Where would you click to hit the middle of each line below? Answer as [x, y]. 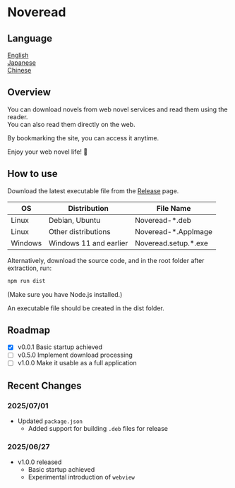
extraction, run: [29, 268]
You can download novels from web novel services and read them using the [117, 109]
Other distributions [79, 231]
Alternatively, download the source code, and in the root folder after [106, 260]
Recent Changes [45, 385]
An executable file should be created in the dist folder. [86, 308]
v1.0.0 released [40, 462]
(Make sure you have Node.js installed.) [65, 294]
